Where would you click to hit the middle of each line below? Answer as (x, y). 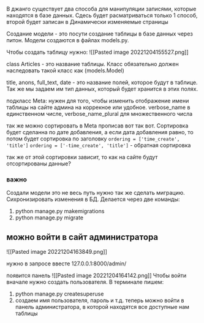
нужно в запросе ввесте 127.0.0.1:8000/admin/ (66, 264)
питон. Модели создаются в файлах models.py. (68, 40)
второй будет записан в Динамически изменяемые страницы (87, 22)
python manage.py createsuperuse (59, 294)
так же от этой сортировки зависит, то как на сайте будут (82, 157)
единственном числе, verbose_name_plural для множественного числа (100, 114)
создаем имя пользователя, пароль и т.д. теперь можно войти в (100, 300)
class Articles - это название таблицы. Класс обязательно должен (93, 64)
